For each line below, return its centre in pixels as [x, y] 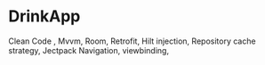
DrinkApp [44, 16]
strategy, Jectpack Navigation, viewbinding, [89, 50]
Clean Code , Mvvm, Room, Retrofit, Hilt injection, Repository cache [132, 41]
